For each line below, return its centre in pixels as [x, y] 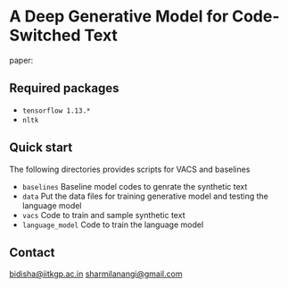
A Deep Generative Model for [119, 17]
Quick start [41, 148]
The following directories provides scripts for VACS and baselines [130, 169]
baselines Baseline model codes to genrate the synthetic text [135, 186]
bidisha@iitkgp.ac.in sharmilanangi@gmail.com [96, 274]
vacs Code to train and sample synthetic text [103, 215]
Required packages [64, 88]
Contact [32, 252]
